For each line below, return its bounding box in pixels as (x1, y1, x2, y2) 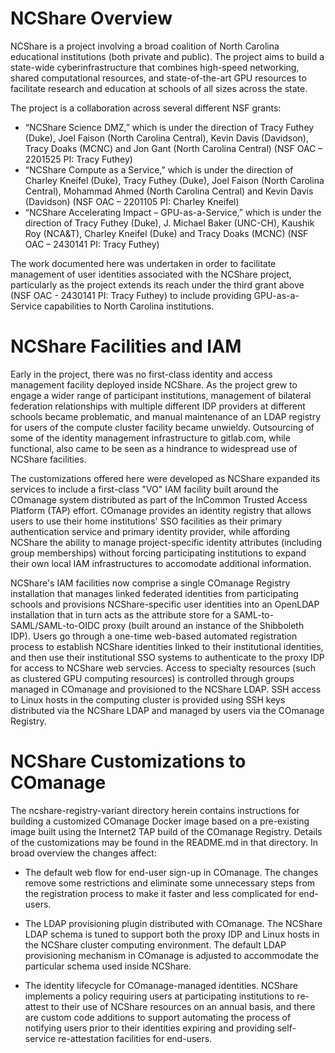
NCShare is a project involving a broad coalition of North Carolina (10, 40, 280, 52)
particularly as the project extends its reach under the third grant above (10, 278, 305, 291)
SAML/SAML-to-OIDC (10, 619, 101, 631)
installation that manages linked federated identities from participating (10, 587, 299, 599)
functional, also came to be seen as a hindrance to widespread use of (10, 442, 298, 454)
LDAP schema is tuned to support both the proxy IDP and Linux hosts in (24, 928, 320, 940)
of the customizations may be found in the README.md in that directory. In (10, 836, 319, 848)
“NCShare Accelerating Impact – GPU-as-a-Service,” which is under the (24, 206, 322, 218)
